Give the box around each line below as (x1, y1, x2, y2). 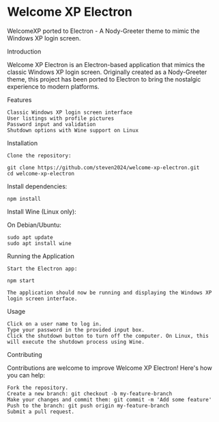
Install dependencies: (7, 182, 68, 190)
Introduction (7, 47, 42, 55)
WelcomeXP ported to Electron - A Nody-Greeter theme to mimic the (7, 27, 200, 35)
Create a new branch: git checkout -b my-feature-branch (7, 390, 173, 397)
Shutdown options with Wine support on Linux (7, 127, 138, 134)
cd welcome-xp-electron (7, 170, 75, 177)
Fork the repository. (7, 384, 69, 391)
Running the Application (7, 251, 75, 260)
